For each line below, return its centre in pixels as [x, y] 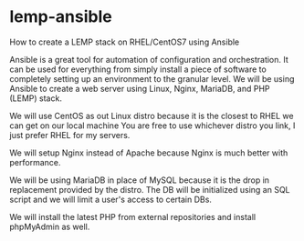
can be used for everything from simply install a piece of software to [138, 69]
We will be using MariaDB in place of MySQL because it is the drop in [140, 180]
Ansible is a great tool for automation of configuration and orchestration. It [149, 59]
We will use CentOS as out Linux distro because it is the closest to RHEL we [152, 115]
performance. [35, 162]
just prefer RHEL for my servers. [70, 135]
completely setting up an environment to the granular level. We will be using [152, 78]
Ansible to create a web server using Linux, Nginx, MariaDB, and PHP [140, 88]
